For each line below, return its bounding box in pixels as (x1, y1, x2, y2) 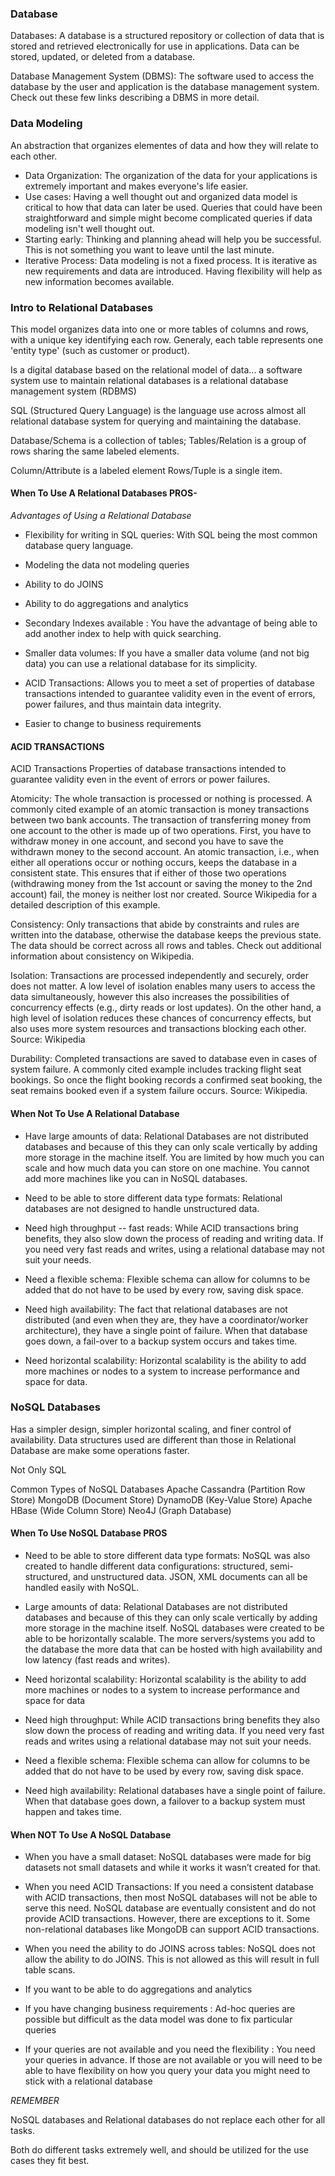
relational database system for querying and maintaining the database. (10, 415, 302, 427)
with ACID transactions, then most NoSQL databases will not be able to (24, 1892, 318, 1904)
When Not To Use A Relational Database (10, 1107, 180, 1119)
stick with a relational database (24, 2075, 153, 2087)
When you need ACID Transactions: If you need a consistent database (24, 1881, 314, 1893)
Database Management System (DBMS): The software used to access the (10, 70, 315, 82)
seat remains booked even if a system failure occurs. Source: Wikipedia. (10, 1085, 308, 1097)
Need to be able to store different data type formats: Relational (24, 1192, 283, 1204)
